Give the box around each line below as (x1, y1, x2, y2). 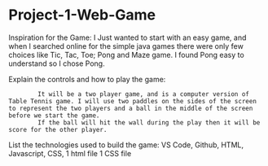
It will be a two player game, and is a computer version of (37, 90, 250, 98)
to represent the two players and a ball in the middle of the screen (8, 104, 253, 112)
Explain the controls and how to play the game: (8, 74, 166, 84)
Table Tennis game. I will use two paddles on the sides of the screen (8, 97, 257, 105)
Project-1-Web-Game (8, 6, 156, 24)
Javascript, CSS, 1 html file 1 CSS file (8, 148, 132, 158)
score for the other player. (8, 125, 108, 133)
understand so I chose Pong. (8, 59, 105, 68)
